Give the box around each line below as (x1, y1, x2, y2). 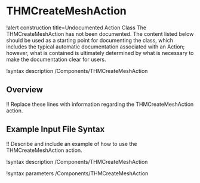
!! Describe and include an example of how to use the (6, 140, 137, 147)
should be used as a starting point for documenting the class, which (6, 36, 173, 44)
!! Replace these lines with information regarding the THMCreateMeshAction (6, 100, 194, 108)
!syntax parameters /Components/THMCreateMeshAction (6, 169, 149, 177)
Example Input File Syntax (6, 124, 105, 135)
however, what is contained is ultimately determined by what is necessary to (6, 49, 194, 56)
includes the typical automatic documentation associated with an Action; (6, 43, 185, 50)
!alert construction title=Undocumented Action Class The (6, 24, 147, 31)
